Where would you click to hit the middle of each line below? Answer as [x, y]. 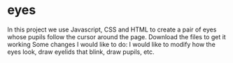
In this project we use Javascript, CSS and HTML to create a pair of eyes [112, 29]
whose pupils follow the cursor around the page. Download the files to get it [116, 36]
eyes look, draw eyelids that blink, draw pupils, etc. [81, 52]
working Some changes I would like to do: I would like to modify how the [111, 44]
